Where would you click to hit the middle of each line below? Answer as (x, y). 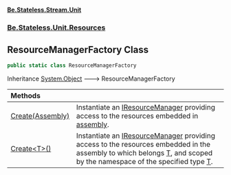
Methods (26, 96)
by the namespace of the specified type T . (144, 162)
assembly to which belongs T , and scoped (144, 153)
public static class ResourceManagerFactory (72, 65)
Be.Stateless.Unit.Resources (56, 28)
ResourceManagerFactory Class (78, 49)
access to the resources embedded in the (143, 145)
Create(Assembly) (40, 116)
